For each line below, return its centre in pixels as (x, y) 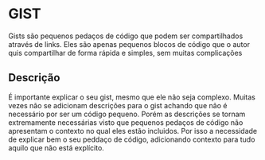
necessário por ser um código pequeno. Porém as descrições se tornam (127, 114)
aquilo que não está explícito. (57, 147)
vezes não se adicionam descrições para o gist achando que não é (118, 105)
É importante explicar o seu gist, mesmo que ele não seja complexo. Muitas (132, 97)
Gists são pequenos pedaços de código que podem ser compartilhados (126, 36)
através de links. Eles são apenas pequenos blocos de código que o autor (129, 44)
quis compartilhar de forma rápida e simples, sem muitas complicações (125, 53)
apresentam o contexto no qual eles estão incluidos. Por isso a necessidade (132, 131)
